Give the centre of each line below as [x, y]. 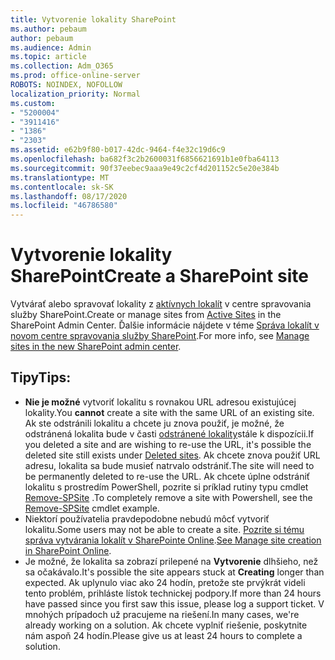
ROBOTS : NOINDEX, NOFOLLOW [66, 85]
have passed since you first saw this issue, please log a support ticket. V [174, 603]
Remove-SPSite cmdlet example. [92, 508]
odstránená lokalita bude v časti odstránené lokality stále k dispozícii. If [169, 433]
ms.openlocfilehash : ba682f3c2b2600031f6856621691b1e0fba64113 [145, 159]
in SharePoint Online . [68, 550]
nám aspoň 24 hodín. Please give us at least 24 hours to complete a [163, 635]
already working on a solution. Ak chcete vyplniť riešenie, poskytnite [166, 625]
